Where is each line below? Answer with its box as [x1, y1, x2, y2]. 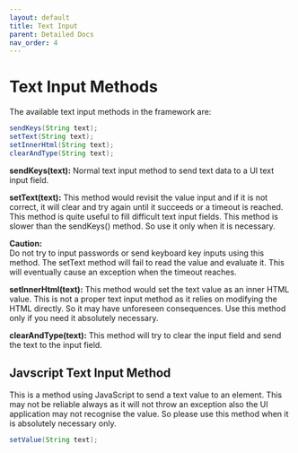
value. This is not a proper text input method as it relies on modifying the [9, 293, 278, 304]
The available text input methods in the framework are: [9, 107, 212, 118]
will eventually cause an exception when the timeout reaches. [9, 266, 237, 277]
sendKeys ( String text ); [9, 124, 99, 133]
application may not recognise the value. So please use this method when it [9, 408, 289, 419]
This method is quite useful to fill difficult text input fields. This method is [9, 211, 278, 222]
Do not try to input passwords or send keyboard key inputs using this [9, 248, 265, 258]
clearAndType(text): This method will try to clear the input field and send [9, 329, 282, 341]
